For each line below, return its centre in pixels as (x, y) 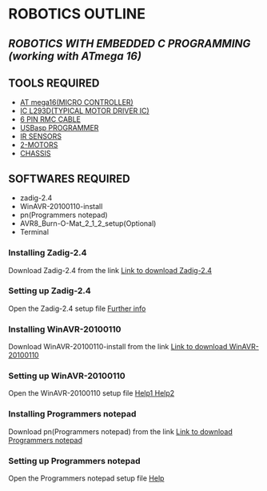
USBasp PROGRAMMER (59, 128)
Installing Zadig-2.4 (48, 253)
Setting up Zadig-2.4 (50, 291)
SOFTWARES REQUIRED (69, 178)
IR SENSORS (41, 136)
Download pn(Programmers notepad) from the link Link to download (121, 431)
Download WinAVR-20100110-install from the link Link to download (118, 347)
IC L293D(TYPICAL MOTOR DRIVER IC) (84, 111)
